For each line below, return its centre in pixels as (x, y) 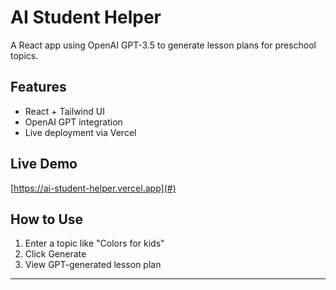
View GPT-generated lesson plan (93, 265)
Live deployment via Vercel (80, 132)
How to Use (47, 219)
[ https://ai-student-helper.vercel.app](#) (93, 188)
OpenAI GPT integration (73, 122)
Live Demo (44, 164)
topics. (24, 55)
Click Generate (55, 254)
